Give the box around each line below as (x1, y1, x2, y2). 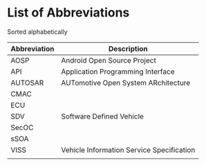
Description (108, 43, 148, 53)
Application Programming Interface (61, 67, 175, 76)
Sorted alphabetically (7, 28, 68, 36)
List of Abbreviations (7, 5, 130, 21)
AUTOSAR (10, 78, 44, 87)
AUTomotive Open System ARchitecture (61, 78, 191, 87)
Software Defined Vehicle (61, 112, 144, 121)
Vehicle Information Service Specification (61, 145, 196, 154)
